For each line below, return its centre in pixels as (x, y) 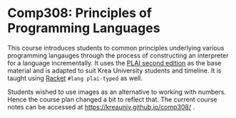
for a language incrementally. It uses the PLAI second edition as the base (114, 63)
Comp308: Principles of (79, 13)
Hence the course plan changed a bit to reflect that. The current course (112, 99)
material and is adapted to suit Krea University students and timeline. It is (115, 70)
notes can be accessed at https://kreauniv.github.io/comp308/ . (101, 107)
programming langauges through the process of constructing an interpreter (118, 55)
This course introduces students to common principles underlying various (116, 48)
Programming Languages (84, 28)
